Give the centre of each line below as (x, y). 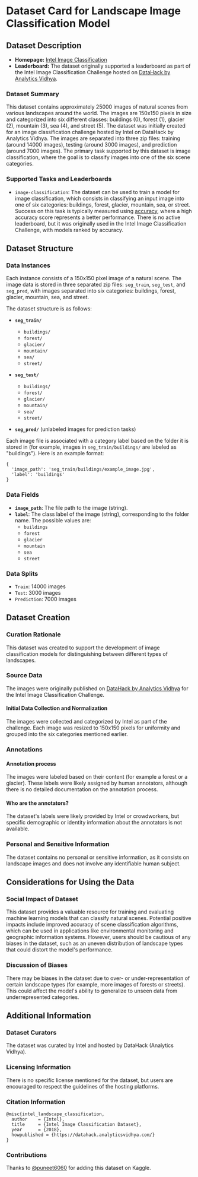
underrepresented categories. (43, 997)
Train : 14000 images (40, 586)
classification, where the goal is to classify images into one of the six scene (98, 157)
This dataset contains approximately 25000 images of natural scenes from (97, 107)
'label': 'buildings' (38, 475)
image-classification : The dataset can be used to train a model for (97, 192)
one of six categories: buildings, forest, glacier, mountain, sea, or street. (103, 204)
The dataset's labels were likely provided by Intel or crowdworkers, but (93, 816)
